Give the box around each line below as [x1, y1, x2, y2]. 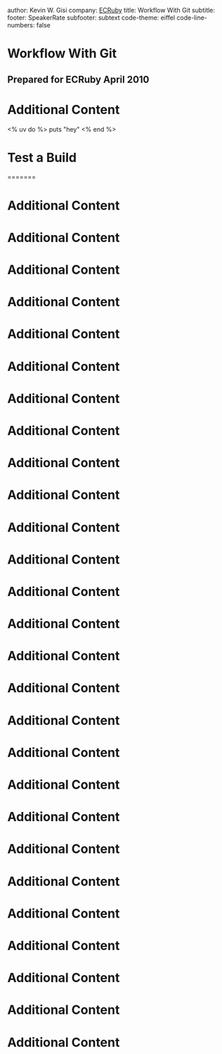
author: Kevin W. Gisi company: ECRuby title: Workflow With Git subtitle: [7, 6, 216, 14]
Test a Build [7, 149, 77, 165]
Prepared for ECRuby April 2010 [7, 73, 150, 85]
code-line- [176, 13, 207, 22]
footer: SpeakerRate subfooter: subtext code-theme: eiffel [7, 13, 176, 22]
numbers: [7, 21, 35, 29]
